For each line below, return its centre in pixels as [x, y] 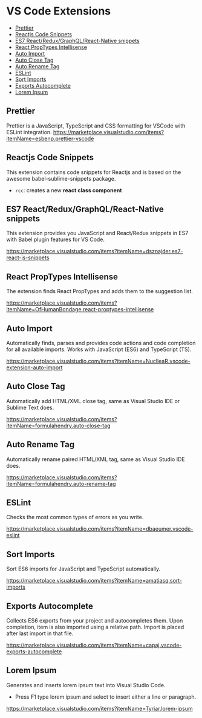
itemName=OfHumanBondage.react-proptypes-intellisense [80, 309]
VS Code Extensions [59, 11]
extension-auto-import [34, 367]
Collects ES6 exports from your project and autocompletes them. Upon [95, 621]
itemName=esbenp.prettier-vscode [50, 138]
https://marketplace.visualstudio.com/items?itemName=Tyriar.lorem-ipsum [100, 708]
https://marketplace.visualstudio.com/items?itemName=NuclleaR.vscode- [98, 361]
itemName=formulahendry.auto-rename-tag [61, 484]
